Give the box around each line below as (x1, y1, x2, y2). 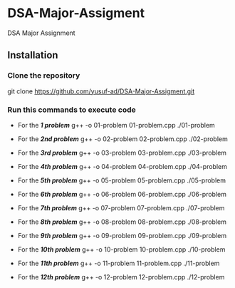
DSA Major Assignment (7, 29, 76, 37)
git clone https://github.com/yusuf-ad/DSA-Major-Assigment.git (7, 87, 195, 96)
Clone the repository (7, 71, 80, 81)
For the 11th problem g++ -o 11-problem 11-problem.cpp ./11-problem (17, 259, 220, 267)
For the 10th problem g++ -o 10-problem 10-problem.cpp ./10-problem (17, 245, 226, 254)
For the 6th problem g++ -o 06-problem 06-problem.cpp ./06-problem (17, 190, 226, 198)
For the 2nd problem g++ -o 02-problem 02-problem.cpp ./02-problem (17, 134, 228, 143)
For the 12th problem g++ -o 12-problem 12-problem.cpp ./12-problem (17, 272, 225, 281)
